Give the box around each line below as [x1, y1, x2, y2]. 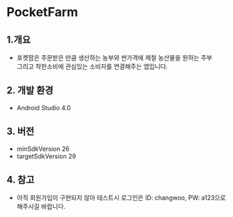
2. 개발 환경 [6, 84, 54, 96]
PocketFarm [6, 4, 78, 20]
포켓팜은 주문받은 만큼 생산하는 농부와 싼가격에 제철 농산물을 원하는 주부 [16, 54, 213, 61]
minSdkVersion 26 [16, 144, 70, 153]
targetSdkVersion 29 [16, 151, 76, 160]
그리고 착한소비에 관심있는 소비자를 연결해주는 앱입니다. [16, 62, 168, 70]
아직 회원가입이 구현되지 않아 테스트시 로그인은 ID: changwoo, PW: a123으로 [16, 193, 226, 202]
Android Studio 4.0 [16, 103, 71, 112]
